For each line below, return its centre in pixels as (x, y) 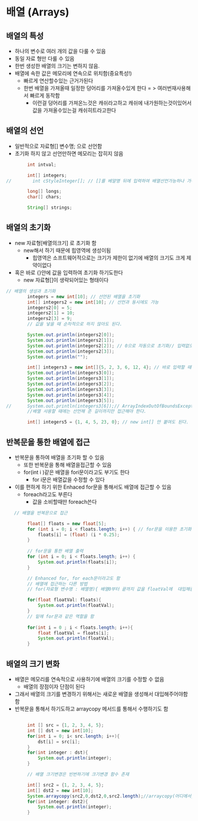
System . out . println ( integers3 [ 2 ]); (71, 384)
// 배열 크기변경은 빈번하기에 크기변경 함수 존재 (78, 774)
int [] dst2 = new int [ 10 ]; (60, 790)
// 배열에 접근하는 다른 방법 (57, 584)
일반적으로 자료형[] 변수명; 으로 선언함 (58, 146)
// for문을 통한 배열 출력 (55, 551)
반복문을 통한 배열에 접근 (48, 442)
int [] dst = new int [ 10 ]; (60, 731)
